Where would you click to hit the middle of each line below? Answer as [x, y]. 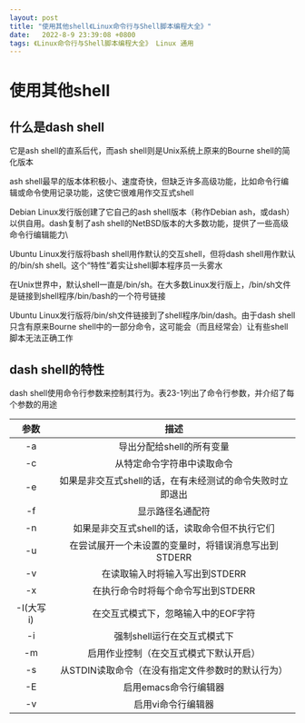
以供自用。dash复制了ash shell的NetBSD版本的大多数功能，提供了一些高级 [149, 223]
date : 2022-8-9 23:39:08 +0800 [73, 35]
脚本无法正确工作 [41, 338]
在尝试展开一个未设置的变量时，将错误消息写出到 [174, 546]
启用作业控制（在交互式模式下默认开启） [174, 653]
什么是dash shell [57, 127]
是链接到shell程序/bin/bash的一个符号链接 [88, 296]
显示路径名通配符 [174, 511]
